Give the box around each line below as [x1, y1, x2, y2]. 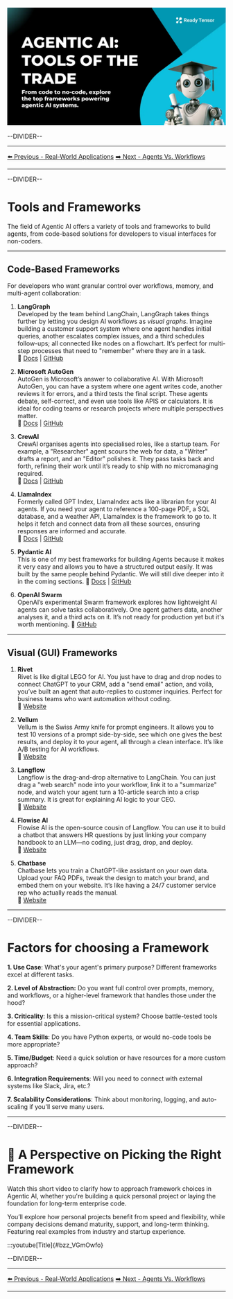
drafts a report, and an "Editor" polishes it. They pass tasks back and [17, 455, 215, 463]
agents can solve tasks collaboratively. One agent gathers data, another [17, 605, 223, 614]
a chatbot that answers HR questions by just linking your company [17, 831, 207, 839]
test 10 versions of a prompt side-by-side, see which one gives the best [17, 730, 223, 739]
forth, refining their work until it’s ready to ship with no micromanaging [17, 462, 218, 470]
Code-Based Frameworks [7, 264, 120, 275]
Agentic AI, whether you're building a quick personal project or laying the [7, 1192, 216, 1201]
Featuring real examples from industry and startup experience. [7, 1228, 186, 1236]
